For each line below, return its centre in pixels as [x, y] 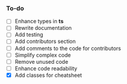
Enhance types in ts [39, 21]
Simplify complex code [43, 55]
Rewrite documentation [43, 28]
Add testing [29, 35]
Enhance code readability [46, 68]
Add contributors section [45, 41]
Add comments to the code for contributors [68, 48]
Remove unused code [41, 61]
